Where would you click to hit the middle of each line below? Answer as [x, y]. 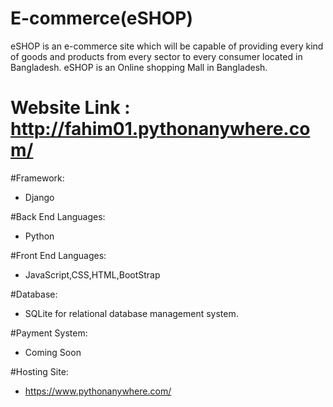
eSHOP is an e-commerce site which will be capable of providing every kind [167, 46]
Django [39, 197]
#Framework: [37, 178]
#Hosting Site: [39, 371]
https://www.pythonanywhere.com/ [98, 391]
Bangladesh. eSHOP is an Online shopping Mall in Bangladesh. [139, 67]
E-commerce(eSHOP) [102, 18]
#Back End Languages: [58, 216]
